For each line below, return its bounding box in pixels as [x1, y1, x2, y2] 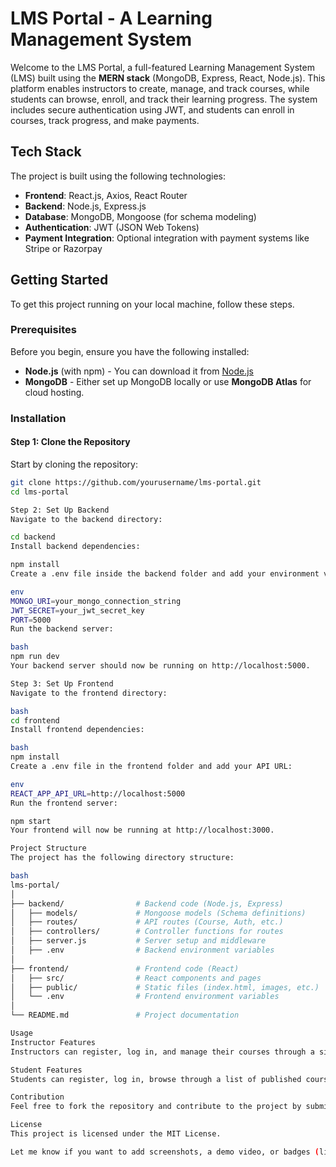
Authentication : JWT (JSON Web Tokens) [24, 221, 200, 233]
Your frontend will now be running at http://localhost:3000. [10, 825, 275, 836]
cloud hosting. [24, 386, 85, 398]
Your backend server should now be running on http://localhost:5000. [10, 661, 311, 671]
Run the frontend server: [10, 798, 118, 808]
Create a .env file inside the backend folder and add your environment [10, 569, 320, 579]
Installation [10, 411, 67, 425]
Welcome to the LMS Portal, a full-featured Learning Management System [10, 61, 315, 73]
